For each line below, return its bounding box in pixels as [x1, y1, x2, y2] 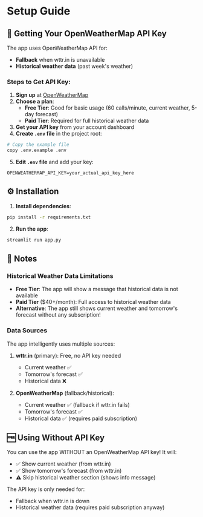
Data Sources [7, 326, 48, 335]
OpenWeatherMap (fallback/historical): [15, 389, 114, 397]
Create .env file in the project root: [15, 130, 102, 137]
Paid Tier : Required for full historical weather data [24, 117, 149, 125]
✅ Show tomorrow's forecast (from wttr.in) [15, 467, 122, 475]
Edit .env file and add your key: [15, 159, 94, 166]
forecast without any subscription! [15, 311, 101, 318]
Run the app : [15, 225, 49, 232]
